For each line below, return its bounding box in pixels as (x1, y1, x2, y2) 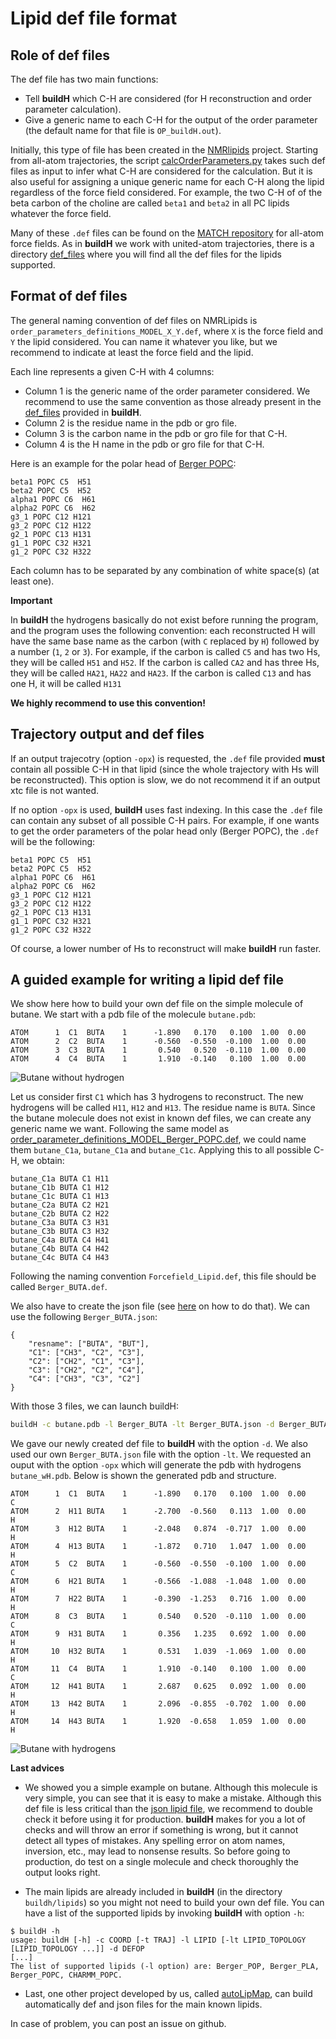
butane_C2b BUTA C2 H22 (10, 1209, 110, 1219)
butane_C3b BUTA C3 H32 (10, 1227, 110, 1237)
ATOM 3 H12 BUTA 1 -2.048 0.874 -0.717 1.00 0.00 (10, 1524, 307, 1534)
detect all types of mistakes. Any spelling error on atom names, (24, 1835, 286, 1847)
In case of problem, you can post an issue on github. (10, 2018, 227, 2030)
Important (10, 594, 53, 606)
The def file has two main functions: (10, 73, 159, 85)
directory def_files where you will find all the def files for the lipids (10, 248, 282, 260)
